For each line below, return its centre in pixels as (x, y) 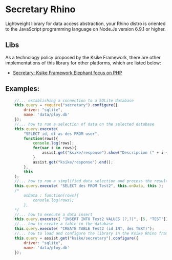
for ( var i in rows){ (55, 148)
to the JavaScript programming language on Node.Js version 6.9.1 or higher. (85, 29)
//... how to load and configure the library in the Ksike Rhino (86, 233)
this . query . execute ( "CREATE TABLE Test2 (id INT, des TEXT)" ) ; (84, 229)
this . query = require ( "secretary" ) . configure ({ (66, 105)
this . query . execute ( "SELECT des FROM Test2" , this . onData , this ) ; (89, 186)
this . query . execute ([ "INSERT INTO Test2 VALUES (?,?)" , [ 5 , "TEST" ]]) (92, 219)
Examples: (23, 89)
